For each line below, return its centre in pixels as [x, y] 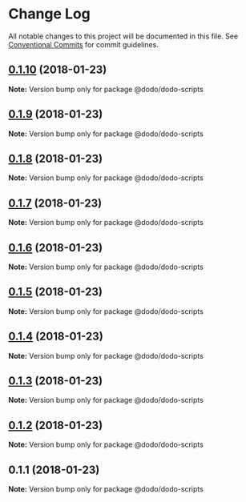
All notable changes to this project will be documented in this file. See [123, 36]
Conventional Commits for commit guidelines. [83, 44]
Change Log [49, 14]
